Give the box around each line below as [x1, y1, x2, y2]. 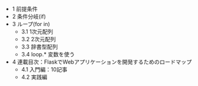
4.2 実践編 [21, 73, 48, 81]
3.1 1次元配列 [21, 28, 54, 35]
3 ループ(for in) [12, 21, 50, 27]
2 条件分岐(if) [12, 13, 46, 20]
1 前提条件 [12, 5, 38, 12]
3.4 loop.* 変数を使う [21, 51, 75, 58]
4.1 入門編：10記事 [21, 66, 68, 73]
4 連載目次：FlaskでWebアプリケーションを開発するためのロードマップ [12, 58, 192, 65]
